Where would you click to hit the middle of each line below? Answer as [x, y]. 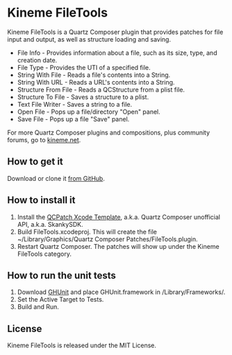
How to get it [35, 162]
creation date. [37, 60]
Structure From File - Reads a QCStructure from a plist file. [101, 89]
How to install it [41, 200]
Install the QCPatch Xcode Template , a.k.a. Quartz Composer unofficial [119, 217]
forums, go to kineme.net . [44, 139]
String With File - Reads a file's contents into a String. [94, 75]
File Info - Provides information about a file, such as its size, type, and [117, 53]
